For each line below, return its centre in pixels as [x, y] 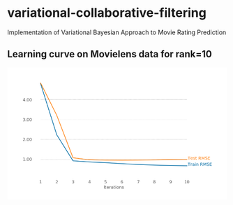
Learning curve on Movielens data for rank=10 [110, 54]
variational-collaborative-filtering [107, 13]
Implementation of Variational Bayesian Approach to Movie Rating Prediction [117, 32]
